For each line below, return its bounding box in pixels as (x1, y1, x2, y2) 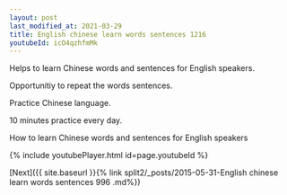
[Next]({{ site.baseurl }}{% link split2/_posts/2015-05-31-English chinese (9, 167, 279, 178)
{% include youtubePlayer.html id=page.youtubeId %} (9, 150, 209, 161)
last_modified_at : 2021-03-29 (9, 22, 123, 31)
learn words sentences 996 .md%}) (9, 177, 141, 188)
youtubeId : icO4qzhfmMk (9, 38, 99, 48)
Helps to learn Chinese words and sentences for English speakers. (9, 63, 256, 74)
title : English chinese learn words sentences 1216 (9, 30, 206, 39)
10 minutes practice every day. (9, 115, 123, 126)
